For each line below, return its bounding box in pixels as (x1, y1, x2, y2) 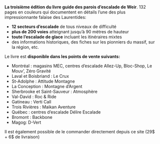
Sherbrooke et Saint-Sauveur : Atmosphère (11, 89, 98, 94)
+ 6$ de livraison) (4, 134, 40, 140)
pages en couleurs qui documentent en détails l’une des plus (4, 9, 126, 15)
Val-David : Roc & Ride (11, 94, 57, 100)
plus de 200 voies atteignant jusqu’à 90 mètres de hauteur (11, 29, 129, 34)
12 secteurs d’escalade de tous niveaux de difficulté (11, 24, 117, 29)
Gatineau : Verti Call (11, 99, 52, 104)
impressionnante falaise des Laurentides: (4, 14, 87, 20)
